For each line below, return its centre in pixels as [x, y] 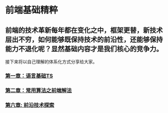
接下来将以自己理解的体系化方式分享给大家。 [51, 62]
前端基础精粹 [32, 10]
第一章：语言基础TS [29, 76]
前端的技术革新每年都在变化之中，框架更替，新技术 [84, 30]
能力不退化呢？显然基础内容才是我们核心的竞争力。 [84, 49]
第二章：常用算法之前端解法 [38, 90]
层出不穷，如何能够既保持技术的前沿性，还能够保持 [84, 40]
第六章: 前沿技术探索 [30, 105]
